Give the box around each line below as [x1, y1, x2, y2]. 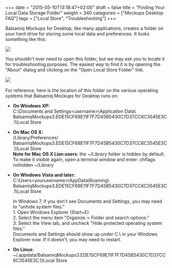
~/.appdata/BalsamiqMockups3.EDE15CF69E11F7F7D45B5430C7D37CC [12, 252, 166, 258]
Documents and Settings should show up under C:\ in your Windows [12, 231, 158, 237]
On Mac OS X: [12, 129, 44, 135]
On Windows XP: [12, 103, 50, 109]
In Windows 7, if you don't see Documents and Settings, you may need [12, 198, 163, 204]
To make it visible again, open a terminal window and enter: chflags [12, 156, 156, 163]
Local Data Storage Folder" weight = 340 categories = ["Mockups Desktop [5, 10, 163, 16]
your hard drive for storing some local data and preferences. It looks [5, 31, 150, 37]
